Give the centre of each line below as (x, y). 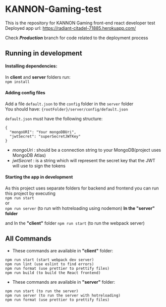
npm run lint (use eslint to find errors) (50, 264)
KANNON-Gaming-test (53, 9)
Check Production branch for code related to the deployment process (77, 38)
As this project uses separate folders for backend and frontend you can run (82, 188)
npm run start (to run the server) (42, 291)
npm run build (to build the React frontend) (53, 273)
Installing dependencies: (31, 66)
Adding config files (25, 93)
